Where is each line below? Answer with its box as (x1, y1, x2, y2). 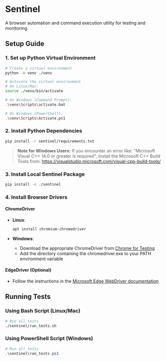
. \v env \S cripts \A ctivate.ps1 (5, 116, 66, 121)
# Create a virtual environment (5, 66, 72, 71)
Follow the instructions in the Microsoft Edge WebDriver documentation (12, 278, 159, 284)
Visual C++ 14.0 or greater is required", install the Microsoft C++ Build (17, 153, 161, 159)
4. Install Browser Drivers (5, 194, 68, 201)
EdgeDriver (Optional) (5, 267, 52, 273)
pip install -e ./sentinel (5, 182, 61, 187)
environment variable (19, 256, 64, 262)
